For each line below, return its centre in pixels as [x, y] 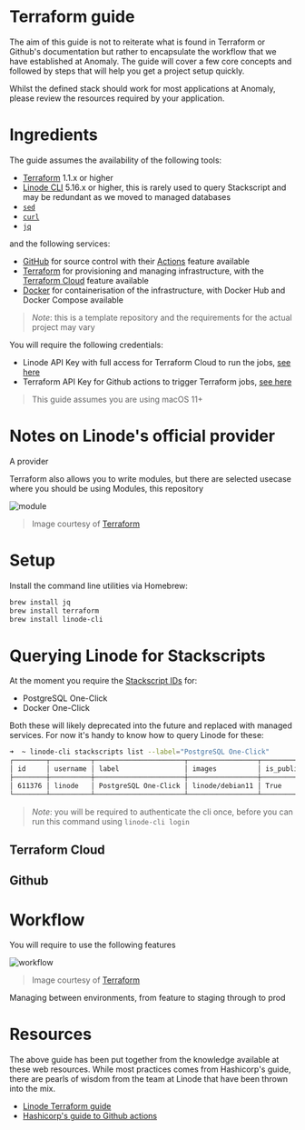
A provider [29, 461]
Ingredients [54, 135]
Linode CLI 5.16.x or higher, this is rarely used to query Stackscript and [154, 187]
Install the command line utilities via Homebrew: [99, 585]
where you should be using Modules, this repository [107, 488]
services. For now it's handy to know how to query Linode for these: [137, 735]
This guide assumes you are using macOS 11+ [117, 399]
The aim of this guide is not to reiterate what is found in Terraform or [138, 42]
